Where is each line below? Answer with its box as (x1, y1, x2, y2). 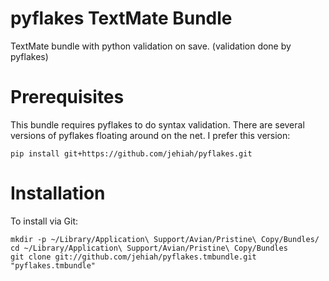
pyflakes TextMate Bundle (10, 7, 233, 30)
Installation (10, 182, 106, 205)
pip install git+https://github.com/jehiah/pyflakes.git (10, 148, 253, 159)
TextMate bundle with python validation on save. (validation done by (10, 40, 292, 52)
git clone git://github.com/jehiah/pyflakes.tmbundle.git (10, 252, 257, 262)
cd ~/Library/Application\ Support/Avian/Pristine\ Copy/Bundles (10, 243, 288, 253)
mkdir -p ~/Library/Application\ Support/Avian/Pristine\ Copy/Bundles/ (10, 234, 320, 244)
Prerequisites (10, 86, 125, 109)
